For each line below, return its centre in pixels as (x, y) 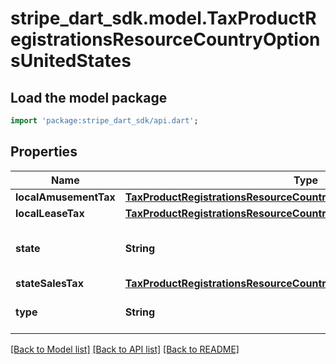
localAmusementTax (65, 197)
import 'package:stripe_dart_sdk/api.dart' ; (104, 121)
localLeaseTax (50, 213)
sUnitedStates (71, 61)
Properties (44, 152)
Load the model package (89, 97)
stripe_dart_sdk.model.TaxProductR (163, 18)
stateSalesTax (49, 283)
